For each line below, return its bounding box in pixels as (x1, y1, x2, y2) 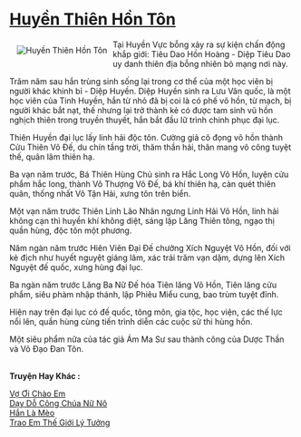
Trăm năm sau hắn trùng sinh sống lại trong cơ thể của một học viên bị (9, 75, 274, 86)
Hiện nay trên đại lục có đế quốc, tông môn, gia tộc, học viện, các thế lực (9, 306, 283, 317)
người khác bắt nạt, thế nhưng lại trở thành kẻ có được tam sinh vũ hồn (9, 104, 274, 115)
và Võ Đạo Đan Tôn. (9, 343, 84, 354)
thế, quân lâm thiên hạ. (9, 151, 95, 162)
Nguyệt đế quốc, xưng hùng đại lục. (9, 261, 143, 272)
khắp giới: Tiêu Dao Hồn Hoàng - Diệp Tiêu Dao (112, 48, 291, 59)
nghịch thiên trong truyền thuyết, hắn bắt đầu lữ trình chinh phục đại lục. (9, 114, 280, 125)
